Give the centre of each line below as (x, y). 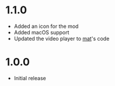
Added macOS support (41, 32)
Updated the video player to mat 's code (62, 38)
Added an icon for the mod (46, 26)
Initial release (30, 78)
